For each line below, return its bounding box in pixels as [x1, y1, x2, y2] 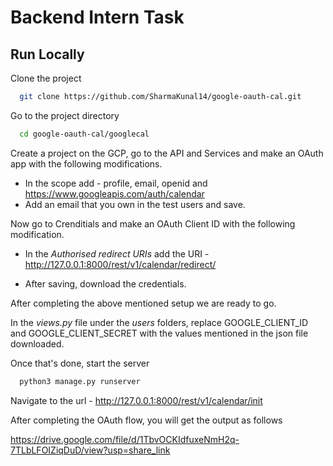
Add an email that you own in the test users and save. [24, 198, 246, 210]
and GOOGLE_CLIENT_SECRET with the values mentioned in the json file [10, 327, 309, 339]
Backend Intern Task [10, 6, 185, 29]
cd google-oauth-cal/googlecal [19, 129, 150, 139]
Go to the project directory [10, 109, 120, 121]
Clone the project [10, 72, 82, 84]
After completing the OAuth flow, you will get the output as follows [10, 414, 283, 426]
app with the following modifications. [10, 157, 163, 170]
